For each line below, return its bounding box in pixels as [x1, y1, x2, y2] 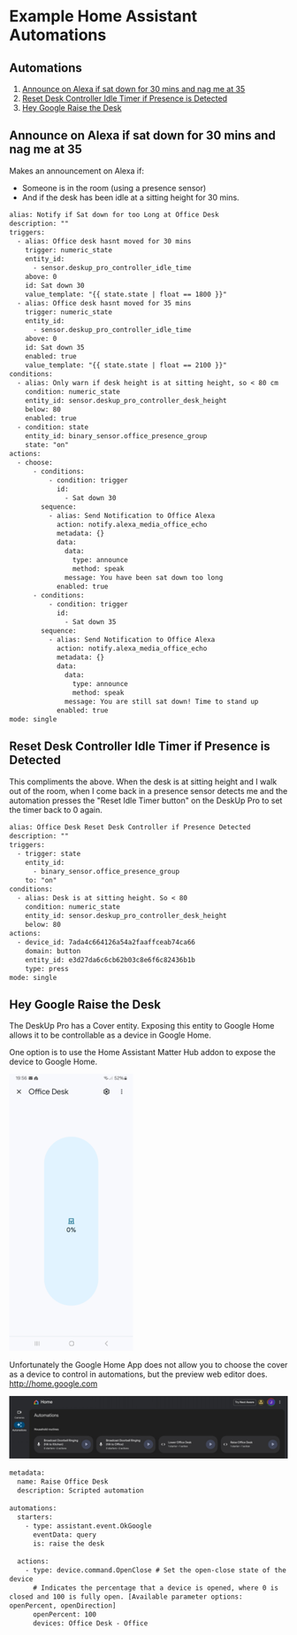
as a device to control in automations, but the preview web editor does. [9, 1369, 268, 1380]
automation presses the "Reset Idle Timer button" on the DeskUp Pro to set [9, 795, 283, 806]
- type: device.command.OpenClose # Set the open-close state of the [25, 1565, 287, 1575]
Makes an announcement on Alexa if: [9, 166, 144, 176]
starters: [17, 1512, 53, 1522]
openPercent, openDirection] [9, 1600, 117, 1610]
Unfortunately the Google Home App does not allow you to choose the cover [9, 1360, 288, 1370]
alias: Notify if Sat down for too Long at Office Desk [9, 210, 219, 219]
